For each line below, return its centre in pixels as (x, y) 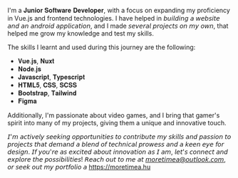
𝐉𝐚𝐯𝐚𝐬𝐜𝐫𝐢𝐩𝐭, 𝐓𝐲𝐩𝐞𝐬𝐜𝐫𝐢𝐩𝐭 (51, 77)
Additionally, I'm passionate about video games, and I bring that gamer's (114, 115)
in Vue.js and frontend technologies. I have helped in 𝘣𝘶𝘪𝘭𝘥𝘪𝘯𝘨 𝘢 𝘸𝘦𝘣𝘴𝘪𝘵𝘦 (114, 18)
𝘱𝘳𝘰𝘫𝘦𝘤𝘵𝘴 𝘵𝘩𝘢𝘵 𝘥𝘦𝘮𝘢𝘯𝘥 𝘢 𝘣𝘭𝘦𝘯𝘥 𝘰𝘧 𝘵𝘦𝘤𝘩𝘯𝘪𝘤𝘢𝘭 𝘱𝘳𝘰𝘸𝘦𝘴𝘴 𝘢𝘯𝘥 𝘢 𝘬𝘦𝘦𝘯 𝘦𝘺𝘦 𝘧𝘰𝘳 (116, 144)
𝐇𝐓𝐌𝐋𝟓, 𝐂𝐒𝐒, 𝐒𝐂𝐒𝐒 (47, 85)
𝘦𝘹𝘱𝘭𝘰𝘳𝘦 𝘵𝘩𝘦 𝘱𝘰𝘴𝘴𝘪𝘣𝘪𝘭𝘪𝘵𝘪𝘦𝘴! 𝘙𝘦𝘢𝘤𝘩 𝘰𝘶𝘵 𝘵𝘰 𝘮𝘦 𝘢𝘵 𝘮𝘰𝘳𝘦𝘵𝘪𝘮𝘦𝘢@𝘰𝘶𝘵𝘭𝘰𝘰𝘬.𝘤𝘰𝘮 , (117, 159)
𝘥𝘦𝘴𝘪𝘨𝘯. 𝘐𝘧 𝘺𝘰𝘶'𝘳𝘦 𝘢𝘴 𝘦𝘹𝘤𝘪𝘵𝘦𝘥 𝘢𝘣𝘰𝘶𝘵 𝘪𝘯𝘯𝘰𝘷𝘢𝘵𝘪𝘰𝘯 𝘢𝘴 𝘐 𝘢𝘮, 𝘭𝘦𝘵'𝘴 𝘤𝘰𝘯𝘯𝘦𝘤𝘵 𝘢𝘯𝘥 (118, 152)
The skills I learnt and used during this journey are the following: (102, 47)
